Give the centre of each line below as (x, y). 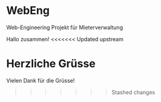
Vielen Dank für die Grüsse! (41, 80)
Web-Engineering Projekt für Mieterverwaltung (64, 27)
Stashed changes (133, 92)
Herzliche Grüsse (51, 64)
